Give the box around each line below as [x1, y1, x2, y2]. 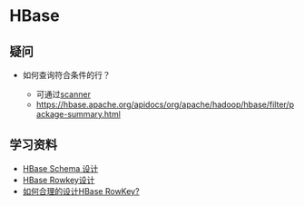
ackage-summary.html [35, 109, 121, 119]
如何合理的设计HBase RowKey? [22, 185, 140, 196]
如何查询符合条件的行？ [22, 70, 111, 80]
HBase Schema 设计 [22, 162, 99, 173]
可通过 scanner [35, 89, 91, 100]
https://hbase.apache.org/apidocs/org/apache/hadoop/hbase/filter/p [35, 99, 295, 110]
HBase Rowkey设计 [22, 174, 95, 185]
